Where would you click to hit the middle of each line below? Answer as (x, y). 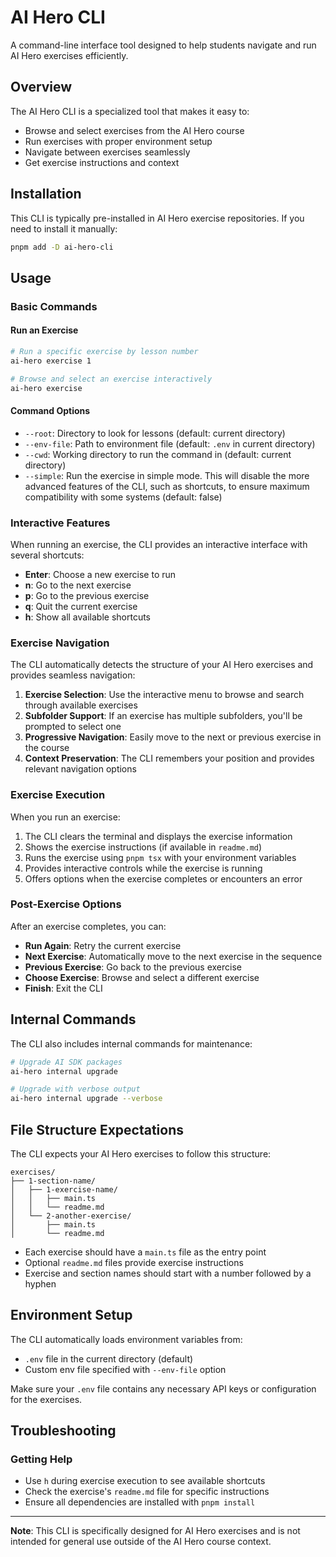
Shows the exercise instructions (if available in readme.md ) (143, 847)
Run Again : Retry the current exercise (103, 945)
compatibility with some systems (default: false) (123, 497)
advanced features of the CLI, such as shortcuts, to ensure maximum (167, 486)
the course (47, 748)
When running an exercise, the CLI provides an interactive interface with (159, 544)
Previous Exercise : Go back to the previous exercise (133, 967)
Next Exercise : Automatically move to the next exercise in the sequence (173, 956)
